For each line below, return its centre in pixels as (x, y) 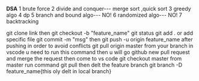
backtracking (23, 21)
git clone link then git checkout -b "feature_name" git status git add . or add (100, 33)
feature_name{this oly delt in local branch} (59, 71)
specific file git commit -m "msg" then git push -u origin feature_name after (100, 39)
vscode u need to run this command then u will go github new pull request (98, 52)
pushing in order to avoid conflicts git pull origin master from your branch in (100, 46)
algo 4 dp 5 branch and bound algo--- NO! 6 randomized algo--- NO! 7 (94, 15)
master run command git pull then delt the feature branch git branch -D (94, 65)
